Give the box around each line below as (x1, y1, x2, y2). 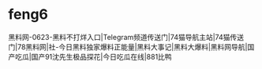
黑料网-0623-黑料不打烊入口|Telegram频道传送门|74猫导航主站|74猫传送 (8, 32, 245, 42)
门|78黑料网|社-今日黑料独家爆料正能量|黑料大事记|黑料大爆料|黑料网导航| (8, 42, 248, 52)
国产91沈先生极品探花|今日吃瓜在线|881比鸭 (31, 52, 172, 61)
